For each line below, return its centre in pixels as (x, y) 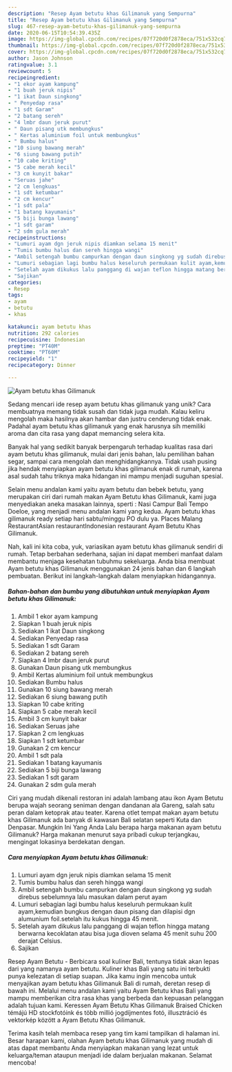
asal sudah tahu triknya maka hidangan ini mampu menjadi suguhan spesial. (116, 476)
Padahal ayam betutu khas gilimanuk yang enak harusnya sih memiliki (107, 426)
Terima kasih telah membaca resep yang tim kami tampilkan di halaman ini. (114, 1033)
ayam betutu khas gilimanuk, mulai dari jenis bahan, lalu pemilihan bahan (111, 454)
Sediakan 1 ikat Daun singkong (61, 631)
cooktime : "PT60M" (34, 353)
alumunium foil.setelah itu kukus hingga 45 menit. (88, 918)
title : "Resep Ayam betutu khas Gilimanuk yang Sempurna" (93, 20)
